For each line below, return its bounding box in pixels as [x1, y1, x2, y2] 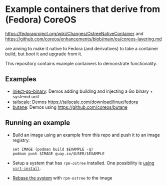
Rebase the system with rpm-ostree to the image [12, 175, 112, 181]
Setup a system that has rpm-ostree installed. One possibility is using [12, 160, 155, 166]
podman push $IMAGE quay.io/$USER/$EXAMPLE [12, 151, 105, 156]
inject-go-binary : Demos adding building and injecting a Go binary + [12, 88, 153, 94]
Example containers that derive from [5, 3, 160, 15]
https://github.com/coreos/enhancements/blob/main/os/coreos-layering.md [5, 36, 162, 42]
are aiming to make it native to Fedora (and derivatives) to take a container [5, 45, 158, 51]
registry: [12, 137, 30, 143]
